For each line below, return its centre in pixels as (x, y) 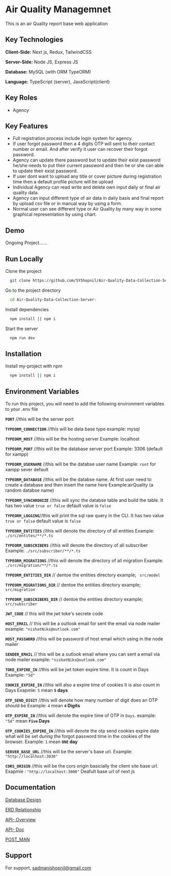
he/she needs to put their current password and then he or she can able (88, 166)
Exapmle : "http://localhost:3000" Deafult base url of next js (70, 771)
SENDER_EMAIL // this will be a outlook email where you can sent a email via (83, 654)
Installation (23, 354)
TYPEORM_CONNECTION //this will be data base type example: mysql (73, 429)
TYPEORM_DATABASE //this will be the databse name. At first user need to (78, 479)
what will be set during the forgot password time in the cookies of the (78, 736)
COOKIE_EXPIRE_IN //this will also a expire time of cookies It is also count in (83, 685)
